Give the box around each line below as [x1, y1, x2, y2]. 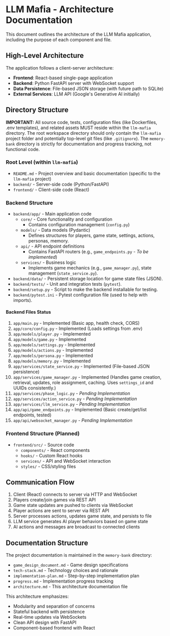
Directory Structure [6, 106, 69, 114]
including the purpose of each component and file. [6, 37, 112, 43]
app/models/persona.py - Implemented [13, 352, 93, 359]
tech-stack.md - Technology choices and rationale [13, 567, 118, 573]
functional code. [6, 146, 40, 152]
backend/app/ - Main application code [13, 211, 92, 217]
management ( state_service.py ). [28, 270, 98, 277]
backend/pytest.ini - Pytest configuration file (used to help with [13, 292, 148, 298]
